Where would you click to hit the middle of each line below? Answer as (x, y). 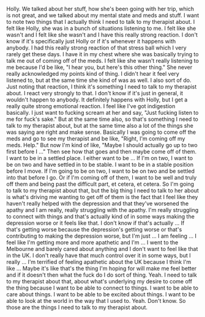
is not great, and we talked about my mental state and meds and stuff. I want (103, 15)
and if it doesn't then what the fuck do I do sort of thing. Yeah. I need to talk (102, 275)
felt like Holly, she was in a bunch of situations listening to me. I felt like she (101, 28)
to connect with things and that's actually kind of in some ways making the (100, 217)
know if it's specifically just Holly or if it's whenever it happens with (91, 41)
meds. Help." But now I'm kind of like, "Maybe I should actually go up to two (102, 145)
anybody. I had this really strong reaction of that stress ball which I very (96, 48)
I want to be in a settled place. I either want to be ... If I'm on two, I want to (100, 158)
